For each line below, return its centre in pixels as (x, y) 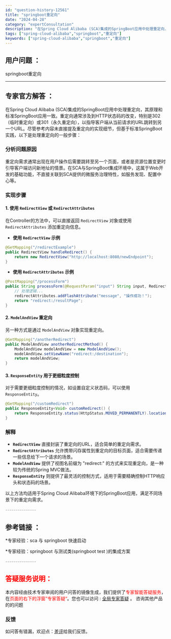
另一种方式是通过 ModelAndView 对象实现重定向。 (56, 330)
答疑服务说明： (29, 579)
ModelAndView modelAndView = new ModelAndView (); (68, 349)
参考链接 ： (23, 527)
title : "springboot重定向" (33, 15)
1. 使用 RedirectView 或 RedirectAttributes (50, 208)
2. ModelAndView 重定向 (29, 317)
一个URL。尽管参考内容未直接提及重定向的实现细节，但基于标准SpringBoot (84, 129)
